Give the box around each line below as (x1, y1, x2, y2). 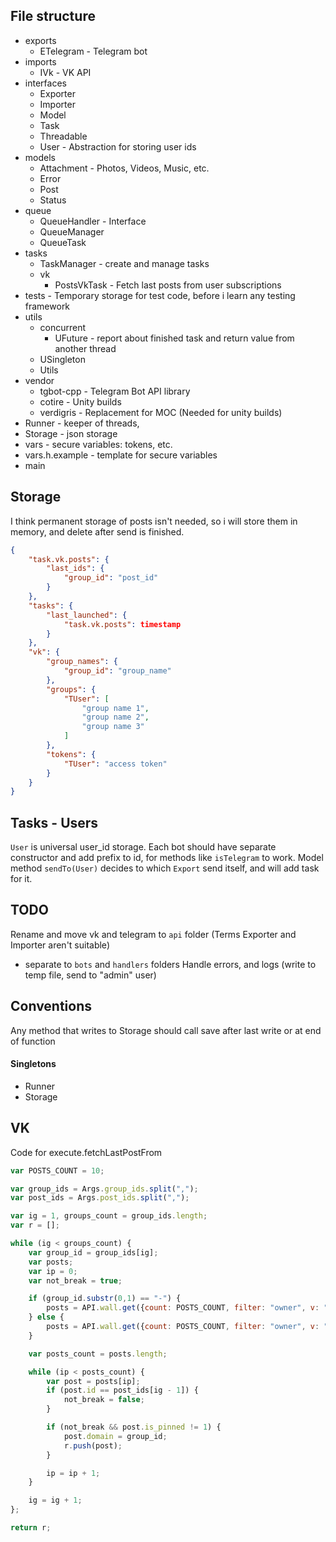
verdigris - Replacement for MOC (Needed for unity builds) (39, 406, 283, 418)
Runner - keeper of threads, (24, 417, 140, 429)
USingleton (39, 353, 86, 365)
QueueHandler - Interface (39, 215, 147, 227)
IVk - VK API (39, 66, 92, 78)
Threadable (39, 130, 88, 142)
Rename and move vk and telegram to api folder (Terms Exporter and (10, 928, 297, 940)
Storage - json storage (24, 427, 118, 439)
